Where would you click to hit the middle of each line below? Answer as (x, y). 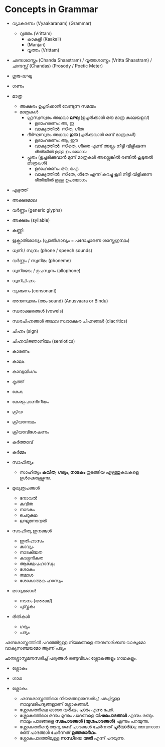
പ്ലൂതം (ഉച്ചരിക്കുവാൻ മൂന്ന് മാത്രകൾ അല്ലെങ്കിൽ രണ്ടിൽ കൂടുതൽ (90, 157)
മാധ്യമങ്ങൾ (24, 590)
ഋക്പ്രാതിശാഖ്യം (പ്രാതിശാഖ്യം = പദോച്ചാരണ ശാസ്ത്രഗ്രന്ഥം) (71, 240)
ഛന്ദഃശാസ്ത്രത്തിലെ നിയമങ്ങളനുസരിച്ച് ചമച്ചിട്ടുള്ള (69, 698)
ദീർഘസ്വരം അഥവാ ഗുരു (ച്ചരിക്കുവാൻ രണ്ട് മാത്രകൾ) (81, 134)
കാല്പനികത (31, 557)
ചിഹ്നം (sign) (25, 331)
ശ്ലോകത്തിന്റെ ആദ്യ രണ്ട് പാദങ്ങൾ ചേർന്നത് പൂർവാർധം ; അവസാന (90, 726)
